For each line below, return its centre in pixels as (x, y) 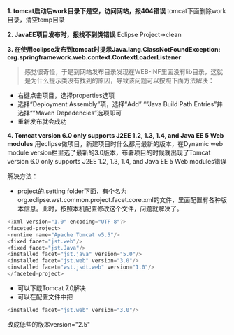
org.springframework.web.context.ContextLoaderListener (94, 57)
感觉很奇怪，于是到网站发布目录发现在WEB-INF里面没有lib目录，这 (120, 72)
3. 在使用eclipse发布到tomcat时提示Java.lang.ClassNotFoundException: (114, 49)
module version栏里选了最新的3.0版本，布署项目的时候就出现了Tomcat (109, 152)
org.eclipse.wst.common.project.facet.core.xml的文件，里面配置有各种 (119, 200)
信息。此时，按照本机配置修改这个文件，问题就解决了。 (103, 208)
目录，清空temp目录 (36, 20)
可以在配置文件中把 (45, 297)
